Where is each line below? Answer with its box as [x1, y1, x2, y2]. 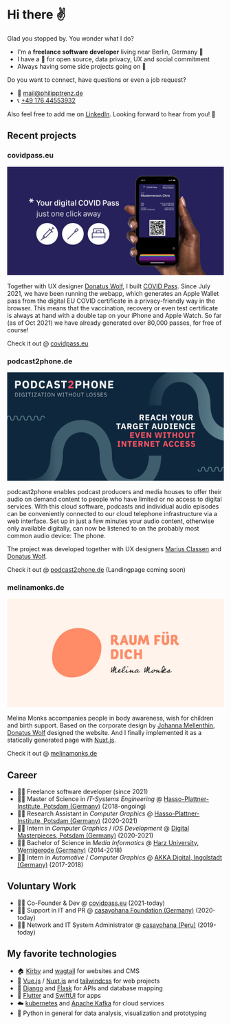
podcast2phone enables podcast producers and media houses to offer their [7, 487, 222, 495]
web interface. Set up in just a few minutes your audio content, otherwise [7, 517, 214, 525]
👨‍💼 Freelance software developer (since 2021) [16, 787, 148, 796]
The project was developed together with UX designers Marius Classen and [7, 544, 222, 553]
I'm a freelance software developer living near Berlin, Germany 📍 [16, 47, 203, 56]
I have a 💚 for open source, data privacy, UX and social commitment [16, 54, 210, 63]
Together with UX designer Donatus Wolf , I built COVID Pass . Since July [7, 281, 211, 290]
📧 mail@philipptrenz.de [16, 89, 84, 97]
